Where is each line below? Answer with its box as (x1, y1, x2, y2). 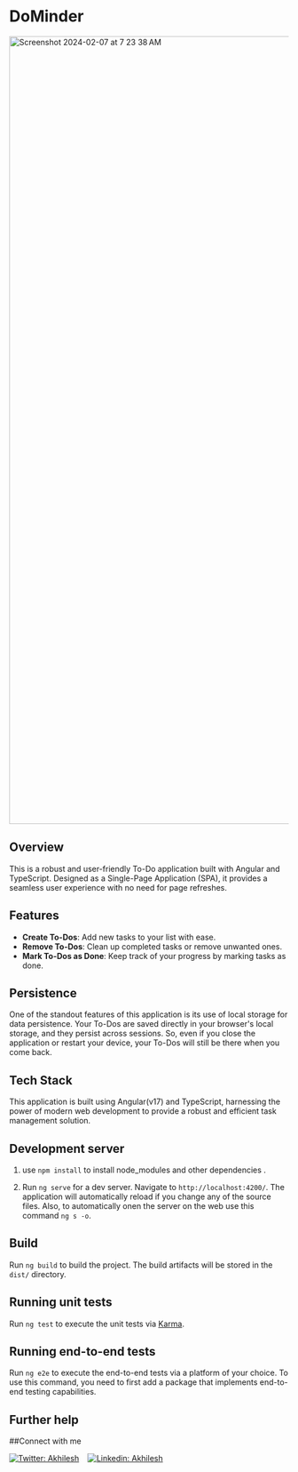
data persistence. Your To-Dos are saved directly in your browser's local (9, 1019, 274, 1029)
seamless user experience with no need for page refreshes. (9, 882, 228, 892)
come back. (9, 1047, 53, 1058)
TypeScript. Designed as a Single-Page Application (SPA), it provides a (9, 873, 268, 884)
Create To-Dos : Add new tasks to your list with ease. (21, 932, 216, 942)
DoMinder (9, 6, 84, 27)
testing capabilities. (25, 1387, 97, 1397)
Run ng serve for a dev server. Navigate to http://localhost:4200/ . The (21, 1182, 286, 1192)
